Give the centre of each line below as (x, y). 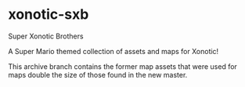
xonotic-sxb (49, 14)
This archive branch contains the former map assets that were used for (122, 66)
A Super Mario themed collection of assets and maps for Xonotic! (113, 51)
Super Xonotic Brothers (46, 36)
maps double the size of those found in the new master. (98, 74)
